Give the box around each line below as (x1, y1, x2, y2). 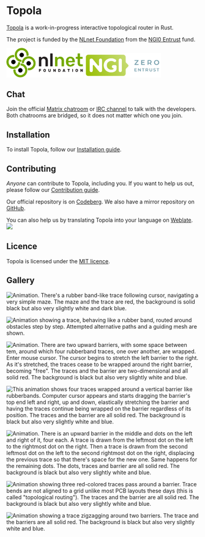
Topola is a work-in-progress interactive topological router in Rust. (6, 24, 174, 31)
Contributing (6, 163, 56, 174)
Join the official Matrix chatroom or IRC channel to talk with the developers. (6, 105, 197, 113)
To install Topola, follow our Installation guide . (6, 146, 122, 153)
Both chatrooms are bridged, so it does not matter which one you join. (6, 112, 183, 119)
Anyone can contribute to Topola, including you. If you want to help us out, (6, 180, 195, 187)
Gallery (6, 276, 35, 286)
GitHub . (6, 204, 26, 211)
